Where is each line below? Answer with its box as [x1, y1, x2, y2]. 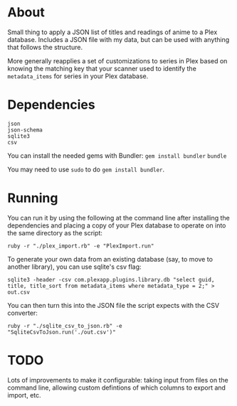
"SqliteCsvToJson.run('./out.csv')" [7, 328, 116, 336]
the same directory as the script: [7, 228, 103, 237]
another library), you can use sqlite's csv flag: [7, 262, 142, 271]
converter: [7, 309, 38, 317]
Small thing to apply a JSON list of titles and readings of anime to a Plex [7, 28, 218, 36]
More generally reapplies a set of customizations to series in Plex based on [7, 56, 228, 65]
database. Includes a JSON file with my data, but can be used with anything [7, 35, 230, 43]
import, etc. [7, 390, 41, 399]
